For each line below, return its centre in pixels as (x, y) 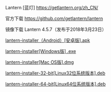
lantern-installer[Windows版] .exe (41, 51)
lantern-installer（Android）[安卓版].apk (48, 40)
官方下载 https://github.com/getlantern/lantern (54, 19)
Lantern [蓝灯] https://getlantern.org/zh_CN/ (52, 7)
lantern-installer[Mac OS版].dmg (40, 62)
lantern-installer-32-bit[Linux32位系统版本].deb (55, 73)
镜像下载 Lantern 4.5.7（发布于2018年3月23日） (56, 29)
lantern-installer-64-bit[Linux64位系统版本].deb (55, 84)
